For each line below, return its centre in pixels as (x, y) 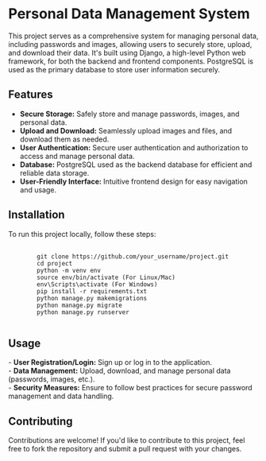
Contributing (40, 421)
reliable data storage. (54, 172)
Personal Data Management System (129, 14)
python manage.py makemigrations (92, 298)
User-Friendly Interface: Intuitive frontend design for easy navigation (134, 181)
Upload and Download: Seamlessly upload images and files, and (126, 130)
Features (31, 95)
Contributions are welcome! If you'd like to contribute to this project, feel (127, 440)
